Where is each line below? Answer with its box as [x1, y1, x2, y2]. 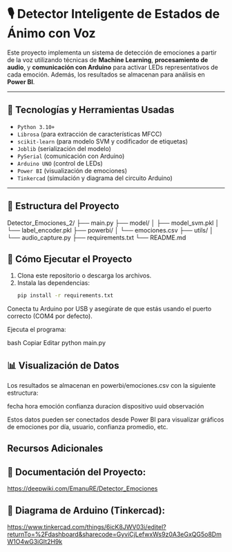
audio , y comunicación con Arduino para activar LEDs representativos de [7, 63, 219, 71]
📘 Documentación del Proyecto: [7, 466, 146, 477]
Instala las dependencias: [17, 279, 90, 287]
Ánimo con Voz [7, 26, 96, 41]
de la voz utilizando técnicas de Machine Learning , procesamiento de [7, 55, 209, 63]
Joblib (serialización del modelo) [17, 144, 112, 152]
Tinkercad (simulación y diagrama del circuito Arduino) [17, 174, 173, 182]
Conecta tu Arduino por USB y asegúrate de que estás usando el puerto [7, 305, 212, 313]
